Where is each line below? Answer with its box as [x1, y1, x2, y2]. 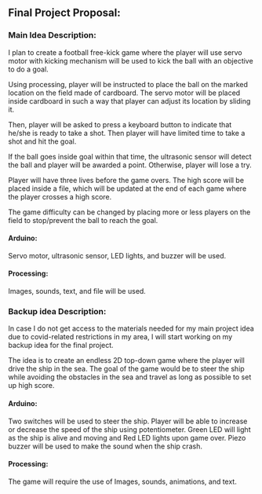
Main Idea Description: [8, 30, 96, 41]
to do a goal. [8, 64, 49, 74]
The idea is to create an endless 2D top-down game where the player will [8, 356, 245, 365]
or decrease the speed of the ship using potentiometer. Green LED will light [8, 424, 251, 434]
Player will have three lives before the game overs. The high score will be [8, 175, 245, 185]
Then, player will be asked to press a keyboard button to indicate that [8, 119, 232, 129]
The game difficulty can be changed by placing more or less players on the [8, 207, 251, 217]
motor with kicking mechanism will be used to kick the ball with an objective [8, 56, 253, 65]
